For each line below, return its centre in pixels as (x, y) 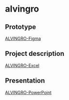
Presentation (25, 81)
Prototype (21, 27)
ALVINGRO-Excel (22, 65)
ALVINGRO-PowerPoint (28, 92)
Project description (35, 54)
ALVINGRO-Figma (23, 38)
